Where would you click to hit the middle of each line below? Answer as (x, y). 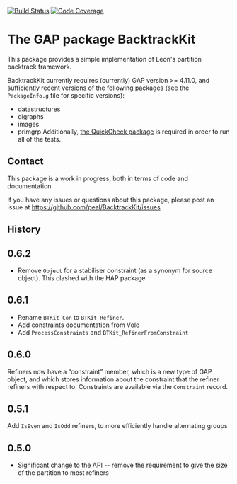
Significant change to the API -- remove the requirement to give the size (122, 465)
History (24, 230)
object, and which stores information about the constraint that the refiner (114, 379)
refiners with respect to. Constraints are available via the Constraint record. (118, 386)
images (28, 124)
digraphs (30, 116)
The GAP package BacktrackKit (102, 40)
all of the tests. (39, 139)
